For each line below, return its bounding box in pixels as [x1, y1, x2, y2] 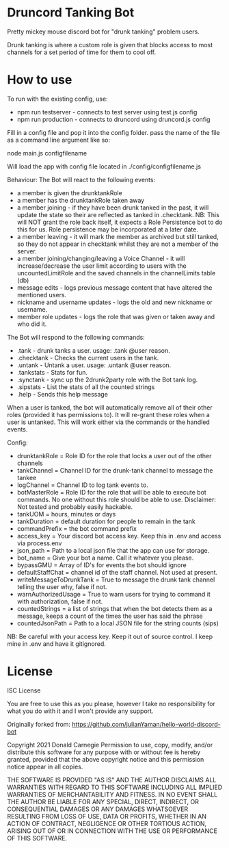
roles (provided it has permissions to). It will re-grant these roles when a [7, 410, 210, 419]
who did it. [16, 320, 47, 328]
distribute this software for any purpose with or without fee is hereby [7, 748, 201, 756]
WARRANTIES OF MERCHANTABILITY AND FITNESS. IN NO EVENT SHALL [7, 790, 218, 799]
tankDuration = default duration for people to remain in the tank [16, 517, 196, 525]
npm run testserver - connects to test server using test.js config [16, 108, 198, 116]
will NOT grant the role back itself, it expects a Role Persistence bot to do [16, 218, 223, 226]
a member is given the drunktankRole [16, 188, 123, 197]
